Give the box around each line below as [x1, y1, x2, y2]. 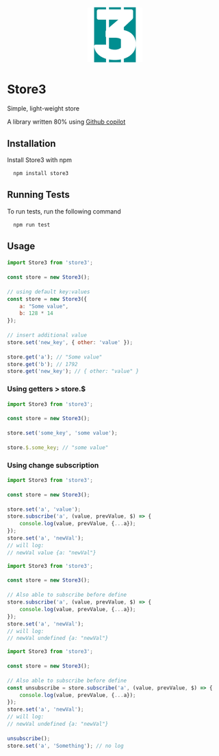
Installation [7, 137, 56, 149]
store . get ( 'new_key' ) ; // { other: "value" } [7, 368, 139, 375]
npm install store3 [13, 170, 69, 176]
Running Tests [7, 189, 70, 201]
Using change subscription [7, 460, 99, 470]
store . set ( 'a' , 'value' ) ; [7, 505, 81, 513]
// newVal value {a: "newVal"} [7, 549, 96, 556]
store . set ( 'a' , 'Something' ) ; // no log [7, 742, 125, 749]
